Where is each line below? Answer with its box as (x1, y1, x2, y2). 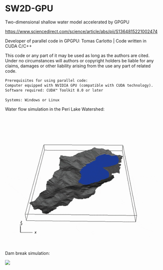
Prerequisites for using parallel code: (5, 78, 89, 83)
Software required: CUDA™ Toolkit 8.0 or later (5, 88, 104, 93)
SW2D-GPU (5, 3, 54, 14)
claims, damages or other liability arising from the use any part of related (5, 63, 151, 69)
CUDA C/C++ (5, 43, 32, 49)
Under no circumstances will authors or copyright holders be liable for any (5, 58, 154, 63)
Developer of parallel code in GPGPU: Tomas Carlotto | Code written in (5, 38, 147, 44)
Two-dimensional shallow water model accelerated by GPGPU (5, 19, 130, 25)
